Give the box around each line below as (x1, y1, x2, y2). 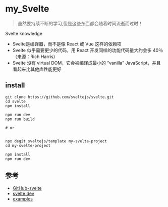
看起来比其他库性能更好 (12, 66, 62, 72)
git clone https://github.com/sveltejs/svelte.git (5, 94, 114, 99)
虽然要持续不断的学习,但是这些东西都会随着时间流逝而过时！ (17, 20, 143, 26)
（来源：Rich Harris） (12, 54, 58, 60)
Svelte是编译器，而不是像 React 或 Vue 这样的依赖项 (12, 41, 122, 47)
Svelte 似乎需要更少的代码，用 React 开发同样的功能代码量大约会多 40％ (12, 47, 163, 53)
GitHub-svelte (12, 185, 42, 191)
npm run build (5, 117, 35, 122)
